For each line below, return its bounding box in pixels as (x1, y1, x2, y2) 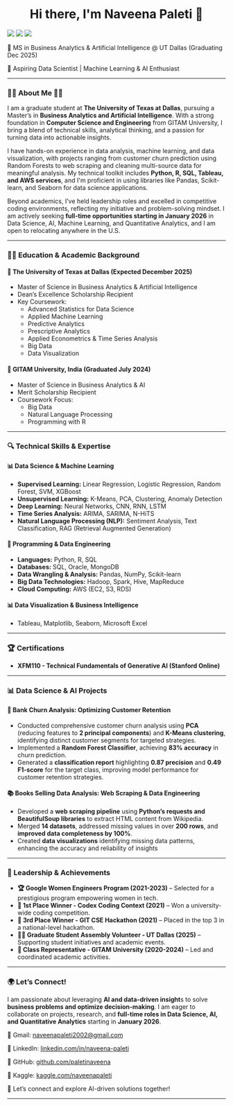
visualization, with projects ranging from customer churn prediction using (7, 154, 217, 162)
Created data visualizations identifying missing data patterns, (17, 836, 196, 845)
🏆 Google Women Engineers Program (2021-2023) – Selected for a (17, 884, 214, 892)
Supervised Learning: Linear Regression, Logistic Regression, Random (17, 480, 221, 488)
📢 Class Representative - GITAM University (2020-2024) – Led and (17, 946, 214, 954)
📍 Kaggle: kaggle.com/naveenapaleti (7, 1071, 112, 1080)
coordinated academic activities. (17, 953, 111, 961)
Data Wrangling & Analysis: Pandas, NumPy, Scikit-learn (17, 570, 182, 578)
